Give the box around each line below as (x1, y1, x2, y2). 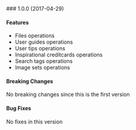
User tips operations (14, 45, 66, 52)
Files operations (14, 32, 55, 40)
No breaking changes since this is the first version (6, 91, 130, 98)
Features (6, 19, 29, 26)
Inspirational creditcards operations (14, 51, 103, 59)
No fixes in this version (6, 118, 63, 125)
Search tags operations (14, 58, 73, 65)
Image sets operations (14, 64, 70, 71)
